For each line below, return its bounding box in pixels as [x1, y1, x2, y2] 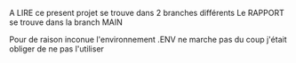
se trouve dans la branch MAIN [9, 17, 123, 28]
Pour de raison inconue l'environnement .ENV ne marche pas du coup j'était [9, 35, 287, 44]
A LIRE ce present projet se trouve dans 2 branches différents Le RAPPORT [9, 8, 284, 18]
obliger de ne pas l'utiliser [9, 43, 105, 54]
